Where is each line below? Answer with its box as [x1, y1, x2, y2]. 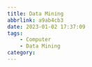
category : [7, 50, 36, 57]
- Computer [20, 36, 52, 43]
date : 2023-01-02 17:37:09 [7, 23, 86, 30]
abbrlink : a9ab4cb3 [7, 17, 64, 24]
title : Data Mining [7, 10, 64, 17]
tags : [7, 29, 23, 37]
